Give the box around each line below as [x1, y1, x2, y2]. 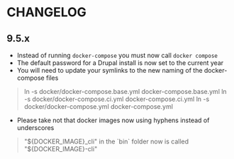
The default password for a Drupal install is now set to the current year [16, 59, 224, 67]
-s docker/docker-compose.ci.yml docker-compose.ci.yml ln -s [23, 95, 210, 103]
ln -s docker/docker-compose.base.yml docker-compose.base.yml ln [23, 88, 228, 95]
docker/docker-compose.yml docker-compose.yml [23, 102, 173, 110]
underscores [16, 124, 55, 131]
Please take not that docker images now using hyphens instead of [16, 116, 210, 124]
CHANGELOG [6, 4, 87, 20]
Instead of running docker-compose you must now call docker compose [16, 51, 218, 59]
